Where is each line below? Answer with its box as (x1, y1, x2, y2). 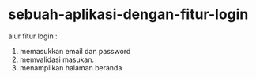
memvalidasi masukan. (19, 55, 95, 64)
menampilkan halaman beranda (19, 63, 122, 72)
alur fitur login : (8, 31, 58, 41)
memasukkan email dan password (19, 46, 131, 56)
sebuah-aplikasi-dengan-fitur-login (8, 5, 249, 23)
